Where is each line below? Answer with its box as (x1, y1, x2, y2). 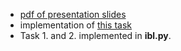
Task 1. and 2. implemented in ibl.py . (19, 30, 172, 41)
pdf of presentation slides (19, 9, 127, 20)
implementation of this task (19, 19, 133, 31)
